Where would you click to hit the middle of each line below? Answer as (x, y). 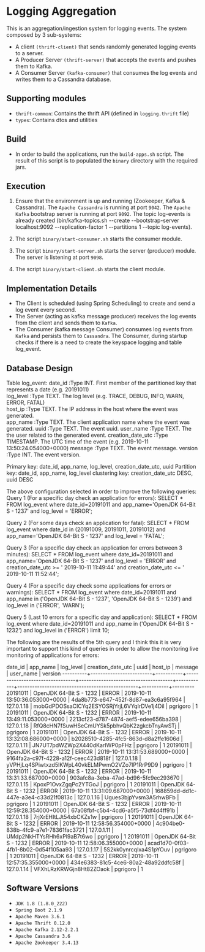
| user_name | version (34, 674)
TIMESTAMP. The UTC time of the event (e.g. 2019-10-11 (77, 442)
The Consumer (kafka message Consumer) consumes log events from (104, 329)
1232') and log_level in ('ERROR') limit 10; (58, 630)
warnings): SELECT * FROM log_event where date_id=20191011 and (91, 592)
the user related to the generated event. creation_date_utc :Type (87, 435)
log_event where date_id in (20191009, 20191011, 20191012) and (86, 529)
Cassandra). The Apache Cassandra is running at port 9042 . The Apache (103, 207)
